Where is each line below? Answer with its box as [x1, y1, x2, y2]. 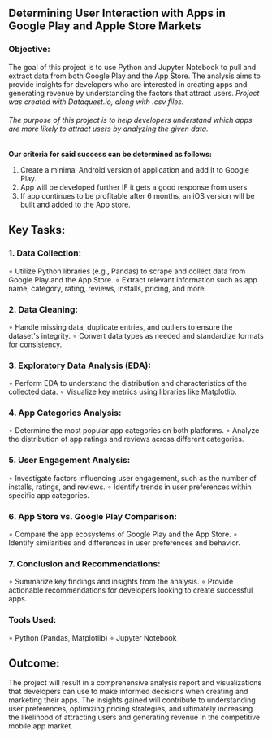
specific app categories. [8, 490, 89, 500]
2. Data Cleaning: [8, 304, 79, 315]
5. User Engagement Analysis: [8, 455, 131, 466]
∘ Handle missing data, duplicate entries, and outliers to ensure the [8, 321, 233, 332]
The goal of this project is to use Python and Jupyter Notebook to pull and [8, 62, 257, 72]
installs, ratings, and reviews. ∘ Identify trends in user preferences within [8, 482, 252, 492]
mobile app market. [8, 721, 73, 731]
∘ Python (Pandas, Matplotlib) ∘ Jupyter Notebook [8, 632, 177, 642]
